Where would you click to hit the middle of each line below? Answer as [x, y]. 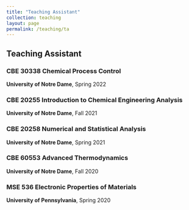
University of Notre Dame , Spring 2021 [56, 142]
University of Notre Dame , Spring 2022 [56, 84]
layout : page [23, 23]
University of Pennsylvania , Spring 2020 [59, 200]
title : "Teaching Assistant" [43, 12]
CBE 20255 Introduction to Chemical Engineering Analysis [94, 100]
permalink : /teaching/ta [38, 29]
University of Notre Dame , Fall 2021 [52, 113]
